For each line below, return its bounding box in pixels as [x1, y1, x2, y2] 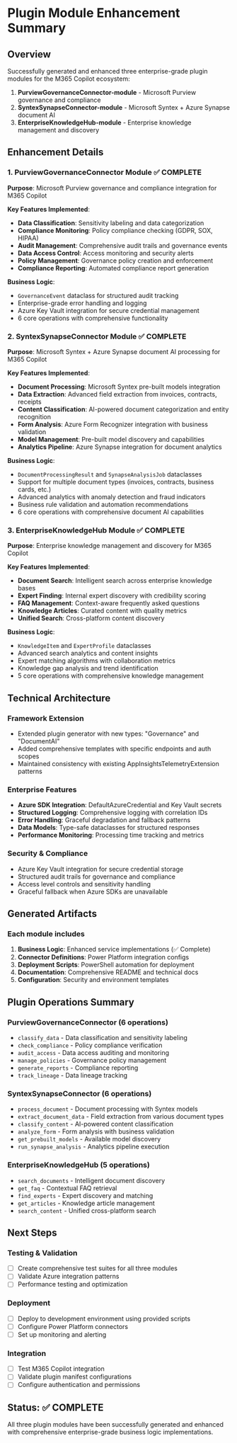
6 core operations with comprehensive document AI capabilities [17, 508, 204, 516]
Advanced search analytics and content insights [17, 649, 158, 658]
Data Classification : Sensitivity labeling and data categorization [17, 218, 204, 227]
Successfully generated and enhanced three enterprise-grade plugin [7, 67, 208, 75]
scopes [17, 752, 40, 760]
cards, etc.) [17, 485, 52, 494]
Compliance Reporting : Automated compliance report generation [17, 263, 209, 272]
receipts [17, 397, 42, 406]
